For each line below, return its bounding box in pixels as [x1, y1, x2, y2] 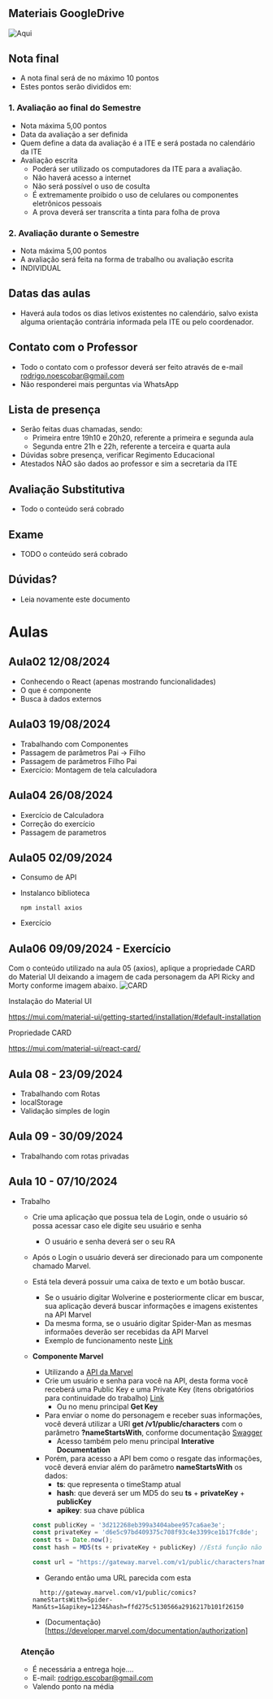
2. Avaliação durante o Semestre [8, 227, 140, 238]
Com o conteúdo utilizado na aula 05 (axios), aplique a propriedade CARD [8, 963, 256, 973]
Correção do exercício [19, 819, 95, 828]
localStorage [19, 1097, 63, 1107]
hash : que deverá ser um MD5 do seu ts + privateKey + [56, 1488, 245, 1497]
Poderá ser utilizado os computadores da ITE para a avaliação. [32, 163, 242, 173]
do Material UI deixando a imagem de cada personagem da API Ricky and [8, 972, 255, 982]
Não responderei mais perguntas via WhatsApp [19, 379, 179, 389]
